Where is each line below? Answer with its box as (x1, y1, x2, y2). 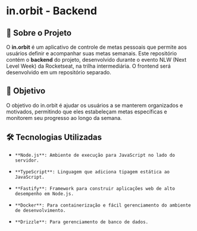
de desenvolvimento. (14, 207, 66, 213)
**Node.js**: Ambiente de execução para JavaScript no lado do (14, 152, 176, 158)
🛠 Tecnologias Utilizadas (6, 132, 102, 143)
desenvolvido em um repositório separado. (6, 69, 111, 75)
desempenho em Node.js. (14, 191, 74, 197)
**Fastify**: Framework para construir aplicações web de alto (14, 185, 176, 191)
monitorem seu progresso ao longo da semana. (6, 114, 122, 121)
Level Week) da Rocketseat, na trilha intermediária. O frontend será (6, 62, 171, 69)
